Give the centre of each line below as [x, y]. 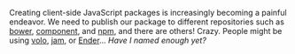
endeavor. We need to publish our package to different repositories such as [147, 22]
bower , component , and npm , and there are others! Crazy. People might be [146, 31]
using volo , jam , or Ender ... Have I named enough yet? [108, 40]
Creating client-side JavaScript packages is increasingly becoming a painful [148, 13]
